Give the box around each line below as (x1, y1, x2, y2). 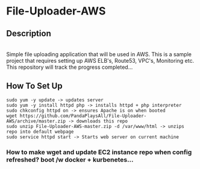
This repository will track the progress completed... (6, 63, 133, 71)
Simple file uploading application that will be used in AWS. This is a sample (6, 51, 192, 58)
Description (6, 28, 51, 39)
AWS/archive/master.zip (6, 118, 66, 124)
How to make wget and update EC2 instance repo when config (6, 148, 192, 156)
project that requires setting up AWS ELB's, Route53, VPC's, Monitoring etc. (6, 57, 195, 64)
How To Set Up (6, 81, 63, 91)
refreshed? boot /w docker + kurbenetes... (6, 155, 134, 164)
